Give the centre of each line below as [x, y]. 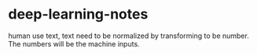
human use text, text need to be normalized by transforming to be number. [128, 36]
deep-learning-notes [78, 14]
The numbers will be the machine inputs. [74, 43]
